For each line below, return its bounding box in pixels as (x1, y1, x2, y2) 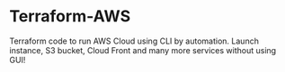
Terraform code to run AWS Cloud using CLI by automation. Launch (9, 36, 259, 46)
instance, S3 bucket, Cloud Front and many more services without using (9, 44, 277, 55)
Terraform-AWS (9, 6, 131, 27)
